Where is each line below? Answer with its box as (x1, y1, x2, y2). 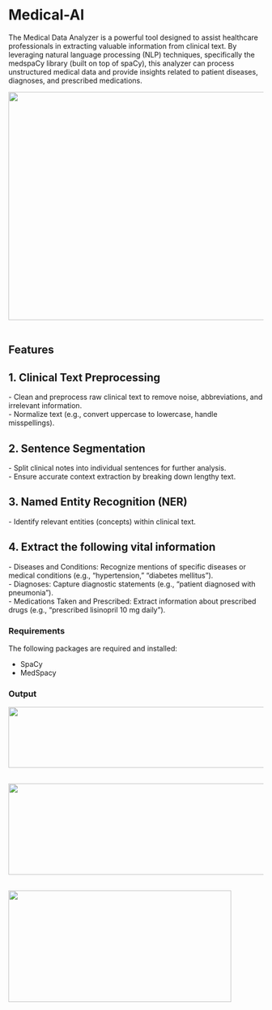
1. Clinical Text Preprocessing (8, 371, 160, 385)
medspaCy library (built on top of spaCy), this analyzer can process (8, 58, 235, 68)
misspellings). (8, 418, 55, 428)
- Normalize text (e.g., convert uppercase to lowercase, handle (8, 410, 218, 419)
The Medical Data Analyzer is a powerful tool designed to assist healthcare (8, 32, 259, 42)
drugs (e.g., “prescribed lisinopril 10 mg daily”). (8, 604, 166, 614)
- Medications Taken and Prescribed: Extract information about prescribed (8, 596, 257, 606)
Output (8, 688, 37, 699)
